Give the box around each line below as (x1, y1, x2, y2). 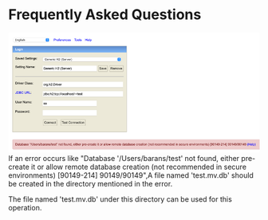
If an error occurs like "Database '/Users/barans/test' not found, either (8, 154, 240, 163)
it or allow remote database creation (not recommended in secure (30, 162, 247, 172)
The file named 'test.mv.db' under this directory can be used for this (8, 194, 233, 204)
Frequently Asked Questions (8, 6, 202, 24)
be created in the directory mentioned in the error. (8, 179, 173, 189)
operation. (8, 203, 42, 213)
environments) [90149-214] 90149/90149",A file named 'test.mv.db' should (8, 171, 254, 180)
